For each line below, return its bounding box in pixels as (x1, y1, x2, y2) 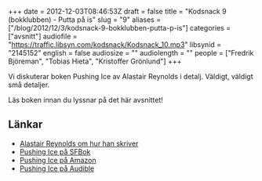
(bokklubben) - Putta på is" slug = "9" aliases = (8, 15, 162, 24)
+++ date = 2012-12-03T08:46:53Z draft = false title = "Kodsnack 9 (8, 7, 227, 16)
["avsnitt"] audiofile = (8, 31, 78, 41)
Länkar (8, 118, 43, 132)
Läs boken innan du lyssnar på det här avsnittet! (8, 96, 163, 104)
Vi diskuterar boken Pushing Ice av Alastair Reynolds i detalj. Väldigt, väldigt (8, 72, 253, 81)
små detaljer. (8, 80, 50, 89)
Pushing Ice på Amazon (19, 155, 96, 165)
